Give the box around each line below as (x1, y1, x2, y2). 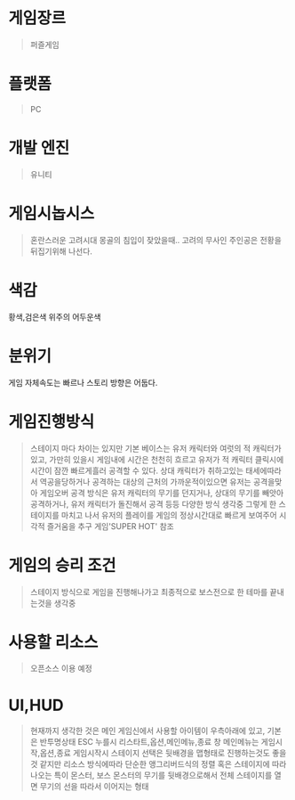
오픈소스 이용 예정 (29, 663, 92, 673)
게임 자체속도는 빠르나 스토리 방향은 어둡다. (8, 377, 158, 388)
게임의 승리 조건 (8, 555, 116, 576)
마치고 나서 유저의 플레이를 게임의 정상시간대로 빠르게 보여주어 (60, 510, 277, 520)
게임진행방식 (8, 412, 95, 432)
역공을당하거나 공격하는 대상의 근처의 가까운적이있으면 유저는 (39, 476, 251, 486)
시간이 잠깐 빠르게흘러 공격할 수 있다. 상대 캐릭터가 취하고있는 (29, 465, 244, 476)
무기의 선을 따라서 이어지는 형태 (39, 781, 149, 792)
